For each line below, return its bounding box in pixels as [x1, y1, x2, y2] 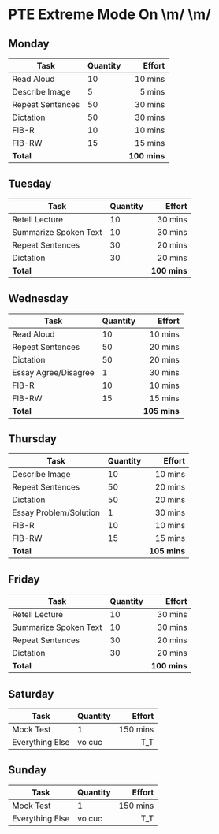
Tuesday [8, 177, 52, 191]
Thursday [8, 432, 58, 446]
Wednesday [8, 292, 69, 305]
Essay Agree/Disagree [12, 367, 95, 378]
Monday [8, 37, 50, 50]
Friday [8, 572, 40, 586]
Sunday [8, 763, 47, 777]
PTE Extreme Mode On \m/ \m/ [8, 6, 211, 24]
